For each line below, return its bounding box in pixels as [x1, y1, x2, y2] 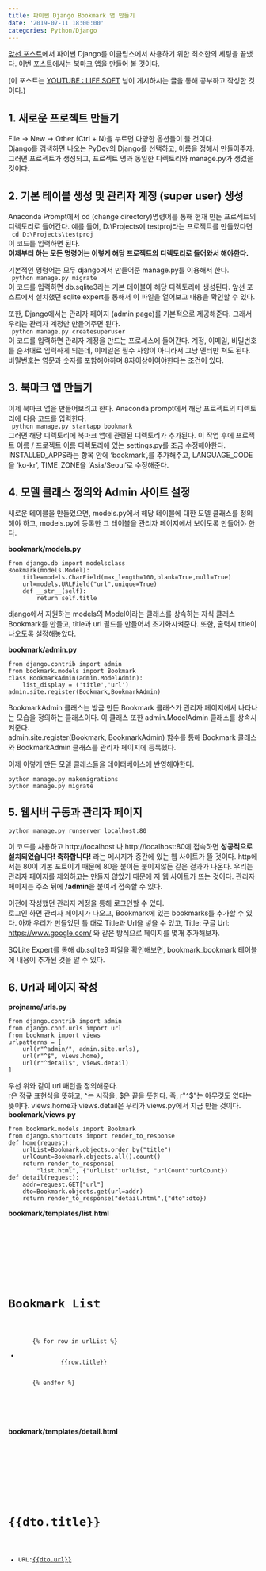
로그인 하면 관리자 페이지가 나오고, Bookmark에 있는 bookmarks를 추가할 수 [8, 908, 245, 918]
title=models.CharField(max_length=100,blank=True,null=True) [22, 573, 232, 581]
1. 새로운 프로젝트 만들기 [8, 111, 120, 125]
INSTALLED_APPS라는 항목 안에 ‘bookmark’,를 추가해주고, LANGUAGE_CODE [8, 450, 253, 460]
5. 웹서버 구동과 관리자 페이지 [8, 806, 142, 819]
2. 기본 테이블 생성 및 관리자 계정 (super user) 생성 [8, 189, 244, 202]
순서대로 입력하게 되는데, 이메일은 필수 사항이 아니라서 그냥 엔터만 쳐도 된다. [16, 346, 251, 355]
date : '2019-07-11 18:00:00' [8, 19, 104, 27]
